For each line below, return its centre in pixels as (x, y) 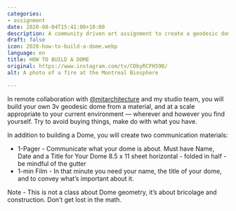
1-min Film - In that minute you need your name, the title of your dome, (120, 171)
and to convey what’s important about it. (76, 178)
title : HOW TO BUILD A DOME (48, 60)
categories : (25, 14)
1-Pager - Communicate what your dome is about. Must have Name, (116, 148)
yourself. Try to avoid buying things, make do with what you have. (103, 121)
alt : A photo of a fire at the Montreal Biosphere (83, 72)
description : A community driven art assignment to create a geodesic (113, 33)
